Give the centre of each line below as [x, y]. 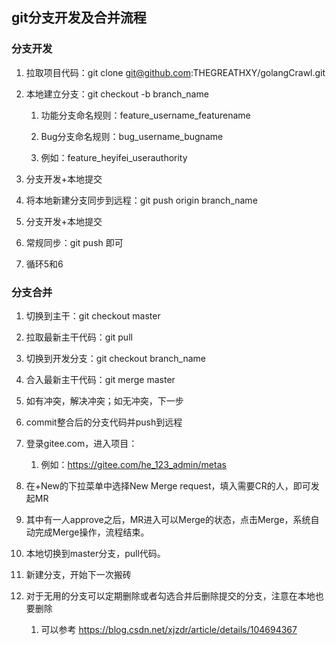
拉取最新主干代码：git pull [79, 337]
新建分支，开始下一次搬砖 [78, 574]
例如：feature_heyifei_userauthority [114, 157]
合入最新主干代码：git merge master [100, 379]
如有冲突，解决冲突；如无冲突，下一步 [104, 400]
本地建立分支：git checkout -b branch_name [117, 94]
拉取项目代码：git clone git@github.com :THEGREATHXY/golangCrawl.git [175, 72]
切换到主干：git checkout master [93, 315]
